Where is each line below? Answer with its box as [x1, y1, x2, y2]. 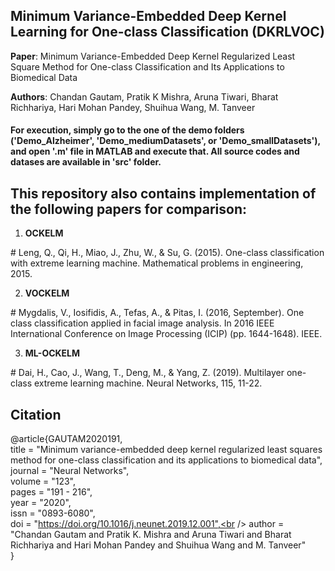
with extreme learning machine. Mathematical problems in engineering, [10, 257, 304, 269]
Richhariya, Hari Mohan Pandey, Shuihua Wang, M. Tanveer [10, 101, 256, 113]
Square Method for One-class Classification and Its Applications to [10, 60, 285, 73]
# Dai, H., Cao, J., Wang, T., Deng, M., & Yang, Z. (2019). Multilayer [10, 367, 285, 379]
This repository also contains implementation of [10, 185, 317, 202]
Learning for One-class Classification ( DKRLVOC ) [10, 24, 325, 41]
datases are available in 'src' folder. [10, 156, 162, 168]
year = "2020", [10, 497, 72, 509]
